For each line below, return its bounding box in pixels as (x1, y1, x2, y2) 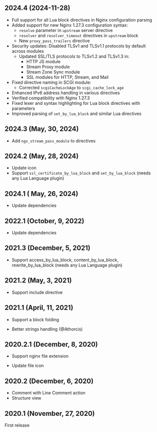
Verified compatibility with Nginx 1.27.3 (11, 95, 90, 101)
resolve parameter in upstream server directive (19, 27, 113, 33)
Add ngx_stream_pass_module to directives (11, 138, 96, 144)
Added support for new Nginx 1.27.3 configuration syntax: (11, 22, 128, 28)
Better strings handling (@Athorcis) (11, 326, 83, 332)
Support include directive (11, 289, 63, 295)
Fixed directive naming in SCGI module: (11, 79, 91, 85)
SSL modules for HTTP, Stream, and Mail (26, 74, 109, 80)
